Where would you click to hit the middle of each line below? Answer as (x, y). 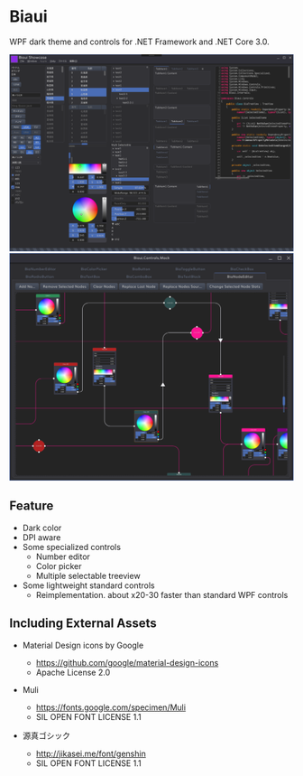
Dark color (42, 528)
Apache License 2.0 (73, 672)
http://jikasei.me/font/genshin (91, 753)
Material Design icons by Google (83, 645)
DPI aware (41, 537)
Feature (32, 506)
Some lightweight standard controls (88, 585)
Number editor (63, 556)
